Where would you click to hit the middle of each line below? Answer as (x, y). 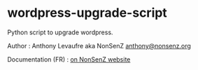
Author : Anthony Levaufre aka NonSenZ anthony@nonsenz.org (99, 45)
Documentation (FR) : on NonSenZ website (69, 59)
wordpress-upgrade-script (87, 13)
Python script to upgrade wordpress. (60, 32)
